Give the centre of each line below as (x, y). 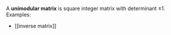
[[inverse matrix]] (35, 26)
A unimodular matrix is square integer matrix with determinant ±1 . (85, 8)
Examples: (18, 15)
